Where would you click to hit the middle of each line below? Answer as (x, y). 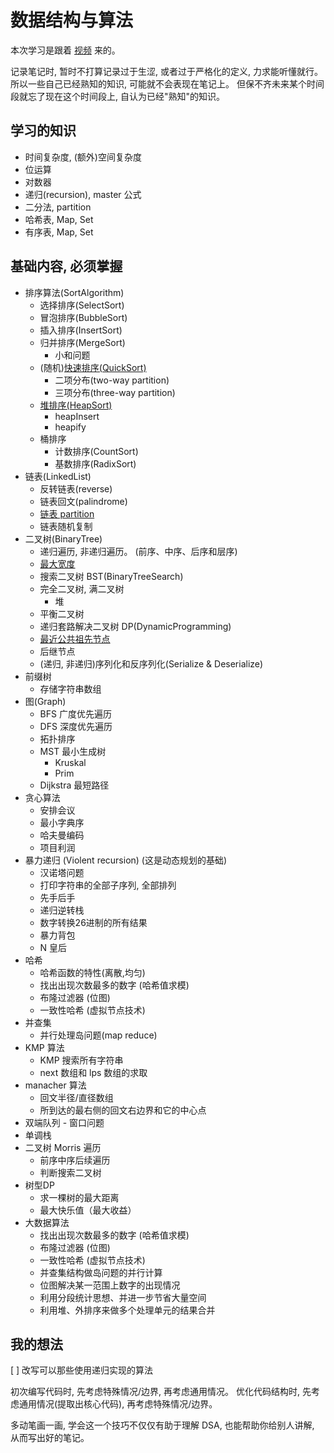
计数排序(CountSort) (96, 451)
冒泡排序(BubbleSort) (83, 317)
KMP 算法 (44, 1047)
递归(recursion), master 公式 (83, 194)
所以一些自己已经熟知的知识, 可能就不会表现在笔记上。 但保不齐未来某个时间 (167, 83)
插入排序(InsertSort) (81, 330)
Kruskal (70, 762)
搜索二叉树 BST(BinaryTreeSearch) (111, 576)
